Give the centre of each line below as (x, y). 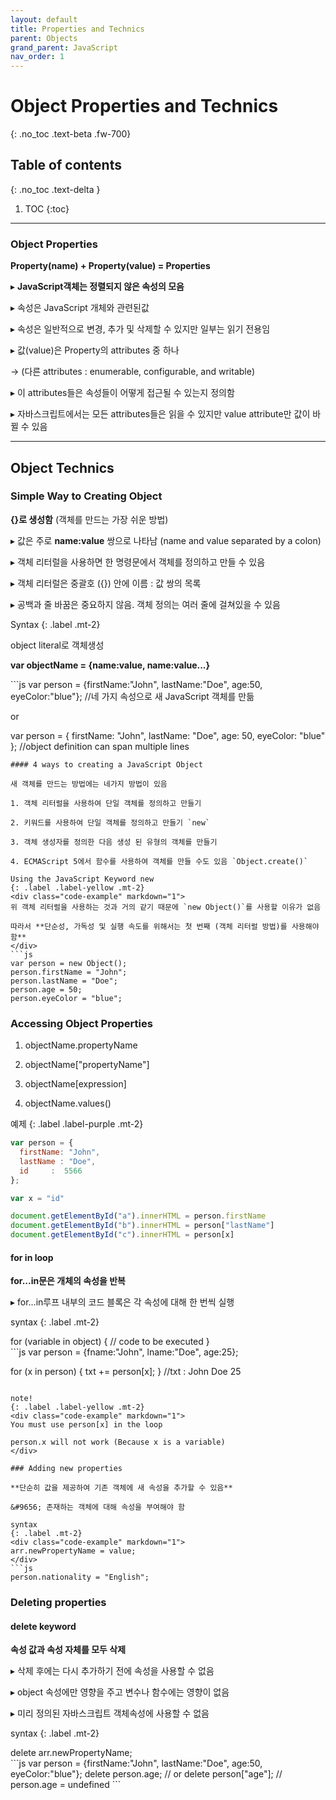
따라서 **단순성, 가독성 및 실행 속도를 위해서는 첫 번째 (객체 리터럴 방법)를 (149, 926)
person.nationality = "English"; (80, 1577)
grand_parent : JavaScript (64, 47)
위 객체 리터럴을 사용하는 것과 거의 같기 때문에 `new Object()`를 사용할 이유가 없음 (166, 907)
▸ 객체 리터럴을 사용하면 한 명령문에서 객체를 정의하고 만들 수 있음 (138, 562)
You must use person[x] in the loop (86, 1425)
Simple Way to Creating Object (86, 496)
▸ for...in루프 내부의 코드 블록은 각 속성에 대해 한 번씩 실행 (122, 1302)
